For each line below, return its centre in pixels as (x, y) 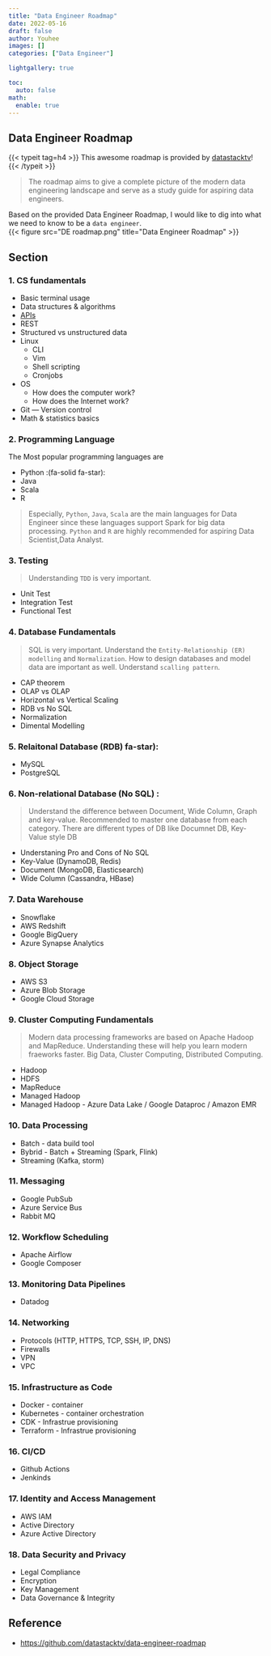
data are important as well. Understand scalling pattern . (124, 667)
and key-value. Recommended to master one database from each (138, 820)
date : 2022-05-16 (38, 23)
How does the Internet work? (80, 400)
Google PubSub (46, 1199)
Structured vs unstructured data (74, 332)
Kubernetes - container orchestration (82, 1413)
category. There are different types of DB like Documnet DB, (129, 828)
